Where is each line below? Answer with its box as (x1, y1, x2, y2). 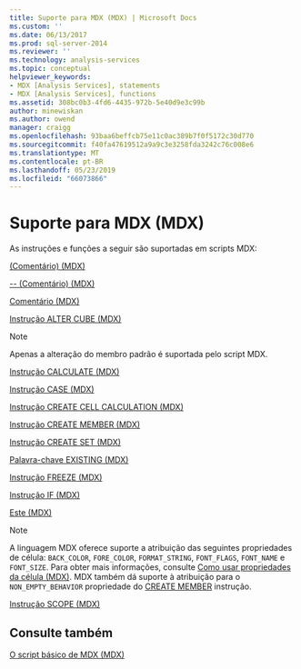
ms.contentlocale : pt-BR (9, 156, 104, 166)
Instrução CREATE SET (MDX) (9, 437, 121, 448)
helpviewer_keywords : (9, 73, 92, 82)
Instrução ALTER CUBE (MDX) (9, 314, 122, 325)
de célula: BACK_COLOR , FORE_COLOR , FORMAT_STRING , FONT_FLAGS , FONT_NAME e (9, 552, 286, 564)
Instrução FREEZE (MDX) (9, 472, 103, 483)
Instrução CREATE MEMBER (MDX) (9, 419, 141, 430)
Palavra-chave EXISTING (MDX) (9, 454, 129, 465)
